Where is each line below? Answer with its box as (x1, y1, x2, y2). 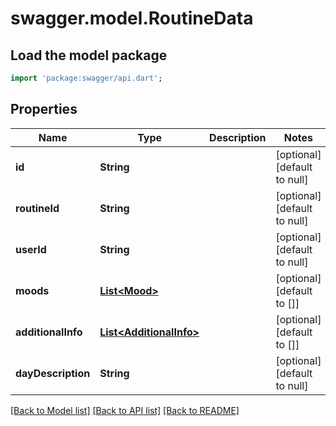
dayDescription (15, 366, 91, 380)
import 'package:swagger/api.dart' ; (10, 73, 163, 83)
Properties (10, 101, 78, 118)
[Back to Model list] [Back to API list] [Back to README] (10, 404, 240, 416)
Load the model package (10, 47, 168, 64)
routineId (15, 201, 60, 215)
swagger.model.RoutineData (10, 7, 254, 30)
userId (15, 242, 47, 256)
